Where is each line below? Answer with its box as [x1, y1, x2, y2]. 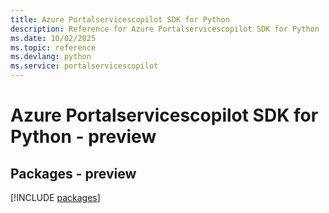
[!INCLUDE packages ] [10, 192, 101, 203]
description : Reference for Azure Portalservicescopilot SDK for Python [10, 24, 320, 34]
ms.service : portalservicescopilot [10, 61, 159, 71]
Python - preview [10, 126, 157, 148]
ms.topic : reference [10, 42, 97, 53]
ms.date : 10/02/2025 [10, 33, 97, 43]
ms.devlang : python [10, 52, 92, 62]
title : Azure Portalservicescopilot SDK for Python [10, 14, 230, 25]
